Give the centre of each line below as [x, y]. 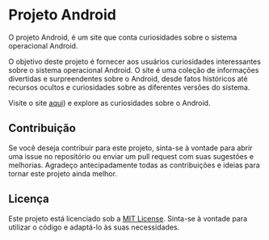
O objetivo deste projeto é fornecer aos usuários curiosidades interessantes [134, 61]
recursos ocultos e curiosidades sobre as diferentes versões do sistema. [129, 87]
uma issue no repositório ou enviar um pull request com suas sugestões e [131, 156]
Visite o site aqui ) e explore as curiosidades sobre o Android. [109, 103]
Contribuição [42, 128]
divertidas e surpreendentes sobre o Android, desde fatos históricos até [128, 78]
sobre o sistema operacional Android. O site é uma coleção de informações [134, 69]
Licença [29, 199]
